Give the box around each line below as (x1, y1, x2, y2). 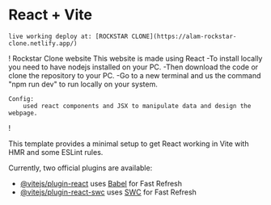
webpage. (8, 109, 38, 117)
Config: (8, 94, 35, 102)
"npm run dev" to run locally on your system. (8, 79, 158, 89)
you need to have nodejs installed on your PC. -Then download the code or (8, 62, 259, 72)
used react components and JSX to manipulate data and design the (23, 102, 252, 110)
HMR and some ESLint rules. (8, 147, 104, 157)
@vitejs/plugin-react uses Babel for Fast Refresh (19, 178, 183, 188)
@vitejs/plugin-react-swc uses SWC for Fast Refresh (19, 187, 197, 197)
